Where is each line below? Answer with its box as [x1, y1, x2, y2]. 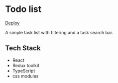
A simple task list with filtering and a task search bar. [5, 29, 114, 35]
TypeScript [12, 68, 35, 74]
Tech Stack [5, 44, 41, 53]
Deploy [5, 20, 20, 26]
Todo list [5, 3, 42, 15]
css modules [12, 73, 39, 79]
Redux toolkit [12, 62, 40, 68]
